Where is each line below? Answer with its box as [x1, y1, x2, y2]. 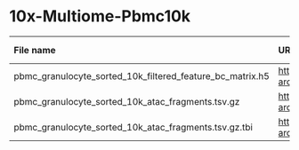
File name [13, 43, 56, 56]
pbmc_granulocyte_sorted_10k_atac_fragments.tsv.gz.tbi [13, 121, 254, 133]
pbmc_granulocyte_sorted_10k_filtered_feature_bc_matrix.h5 [13, 69, 270, 82]
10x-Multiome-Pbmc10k [9, 6, 191, 27]
